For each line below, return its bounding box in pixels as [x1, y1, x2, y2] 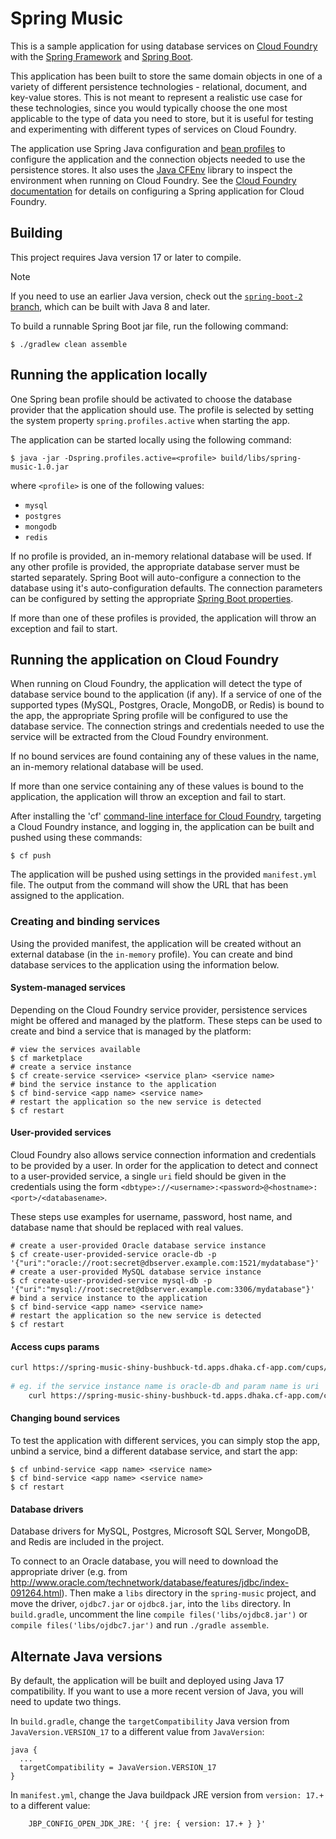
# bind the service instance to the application [10, 1079, 217, 1089]
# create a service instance [10, 1062, 132, 1072]
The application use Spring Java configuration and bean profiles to [10, 142, 286, 154]
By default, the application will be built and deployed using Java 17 [10, 1675, 285, 1686]
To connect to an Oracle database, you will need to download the [10, 1555, 279, 1567]
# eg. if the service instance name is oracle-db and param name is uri [10, 1382, 320, 1392]
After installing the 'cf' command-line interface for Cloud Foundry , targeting [10, 810, 322, 822]
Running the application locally [10, 367, 208, 384]
